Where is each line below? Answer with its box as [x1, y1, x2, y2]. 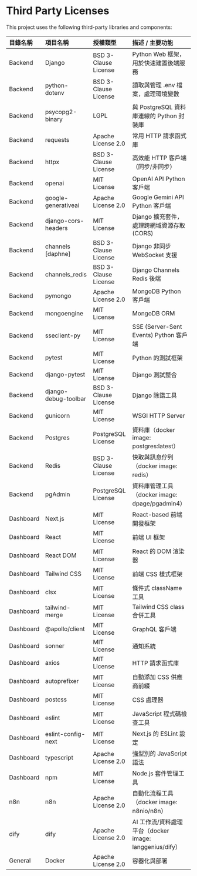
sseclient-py [45, 331, 81, 339]
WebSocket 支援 [132, 251, 178, 259]
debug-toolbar [45, 394, 87, 402]
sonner [45, 641, 64, 649]
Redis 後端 [132, 274, 161, 282]
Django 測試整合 [132, 371, 177, 379]
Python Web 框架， [132, 50, 186, 58]
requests [45, 135, 70, 144]
